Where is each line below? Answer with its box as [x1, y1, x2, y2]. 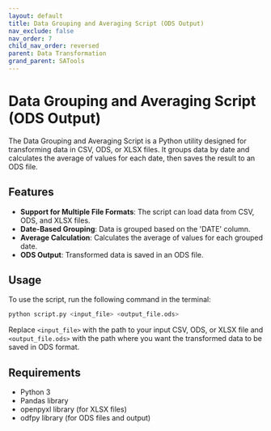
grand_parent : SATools [8, 58, 85, 66]
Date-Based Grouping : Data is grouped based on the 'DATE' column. [19, 224, 251, 233]
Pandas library [19, 396, 69, 406]
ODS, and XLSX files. [19, 215, 91, 225]
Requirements [8, 365, 81, 379]
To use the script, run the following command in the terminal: [8, 295, 212, 305]
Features [8, 186, 54, 199]
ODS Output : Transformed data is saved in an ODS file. [19, 250, 204, 259]
